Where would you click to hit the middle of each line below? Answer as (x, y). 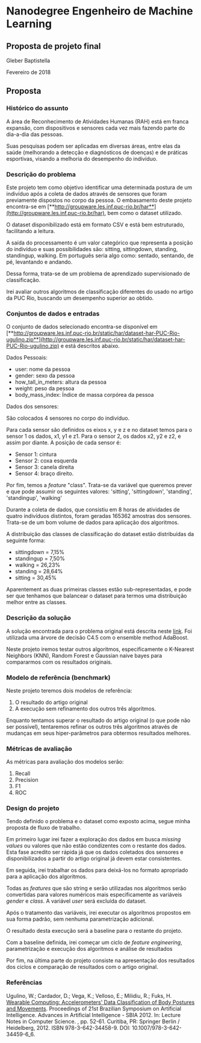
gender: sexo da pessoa (45, 376)
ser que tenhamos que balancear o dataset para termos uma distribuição (97, 596)
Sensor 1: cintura (36, 454)
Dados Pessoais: (27, 358)
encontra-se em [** (31, 207)
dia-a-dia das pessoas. (35, 134)
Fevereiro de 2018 (29, 72)
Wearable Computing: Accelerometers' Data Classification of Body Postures (100, 1002)
